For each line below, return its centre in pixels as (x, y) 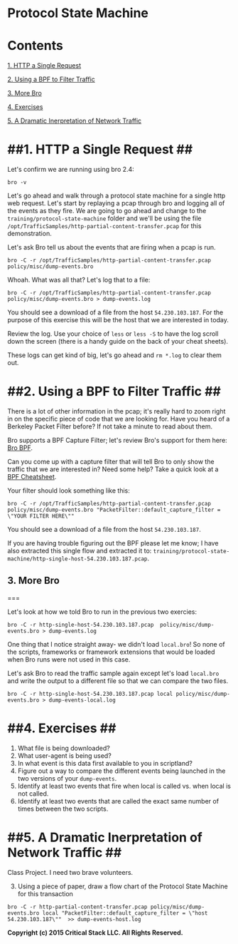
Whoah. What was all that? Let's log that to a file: (79, 280)
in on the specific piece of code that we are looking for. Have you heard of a (119, 419)
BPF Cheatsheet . (32, 477)
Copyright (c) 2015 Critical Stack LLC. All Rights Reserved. (95, 933)
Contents (36, 46)
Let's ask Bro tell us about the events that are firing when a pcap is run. (112, 247)
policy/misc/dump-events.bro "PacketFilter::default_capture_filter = (114, 510)
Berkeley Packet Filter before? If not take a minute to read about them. (110, 426)
